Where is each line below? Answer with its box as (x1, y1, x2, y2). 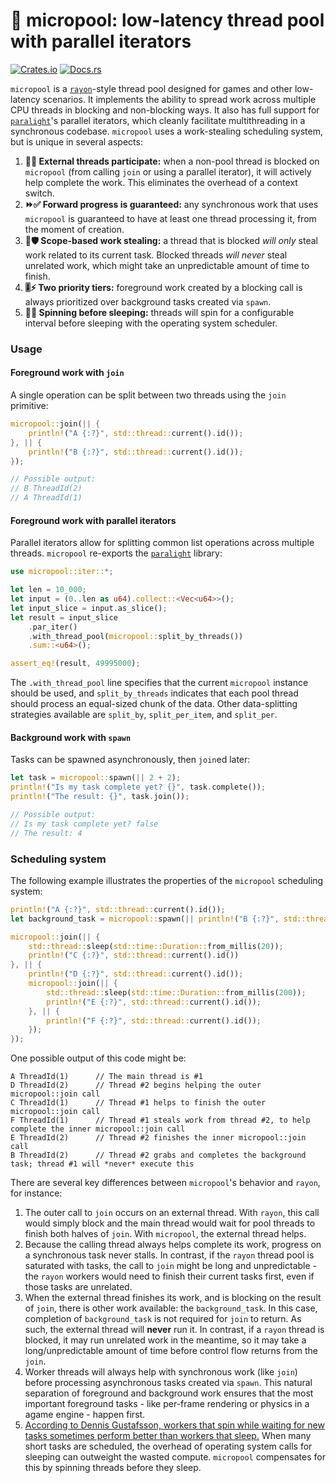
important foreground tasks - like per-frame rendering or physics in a (24, 1398, 310, 1410)
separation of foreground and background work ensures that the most (24, 1387, 314, 1399)
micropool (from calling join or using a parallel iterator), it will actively (24, 165, 312, 178)
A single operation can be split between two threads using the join (10, 389, 287, 401)
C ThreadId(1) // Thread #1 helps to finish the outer (10, 1098, 267, 1108)
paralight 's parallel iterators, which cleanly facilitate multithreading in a (10, 114, 306, 126)
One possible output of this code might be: (10, 1052, 187, 1064)
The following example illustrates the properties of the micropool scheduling (10, 874, 324, 886)
